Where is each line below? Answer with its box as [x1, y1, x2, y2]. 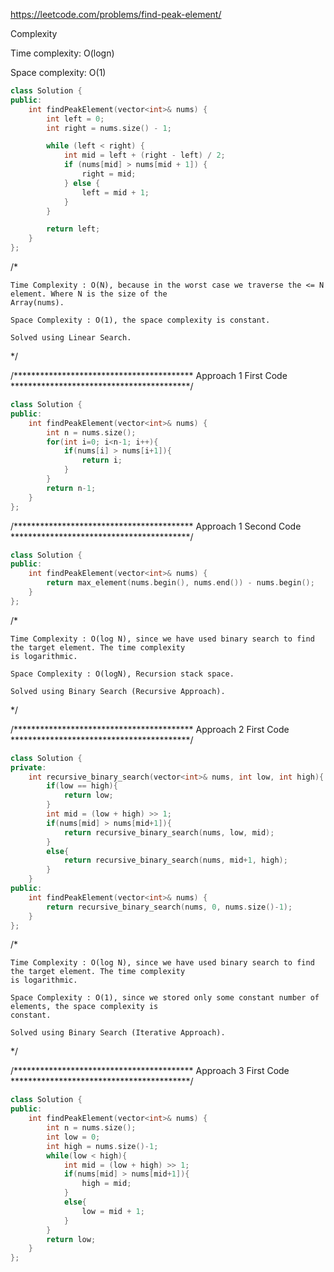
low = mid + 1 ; [81, 1206, 145, 1216]
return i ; [81, 455, 123, 466]
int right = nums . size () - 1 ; [46, 123, 172, 133]
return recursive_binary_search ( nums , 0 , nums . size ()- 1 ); [46, 902, 293, 912]
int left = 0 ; [46, 114, 105, 124]
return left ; [46, 224, 101, 234]
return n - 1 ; [46, 483, 97, 493]
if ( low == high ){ [46, 781, 118, 791]
